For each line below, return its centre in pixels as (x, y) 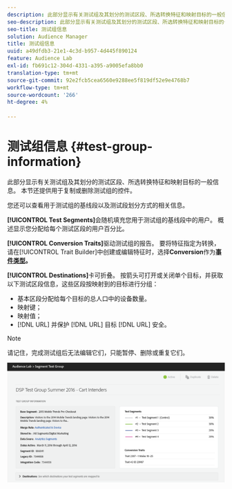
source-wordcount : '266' (43, 95)
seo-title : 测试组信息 (37, 29)
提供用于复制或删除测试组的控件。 (87, 190)
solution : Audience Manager (48, 37)
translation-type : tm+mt (43, 73)
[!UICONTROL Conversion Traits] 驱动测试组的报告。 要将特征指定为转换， (114, 243)
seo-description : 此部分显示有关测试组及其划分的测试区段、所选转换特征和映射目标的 (116, 22)
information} (44, 162)
